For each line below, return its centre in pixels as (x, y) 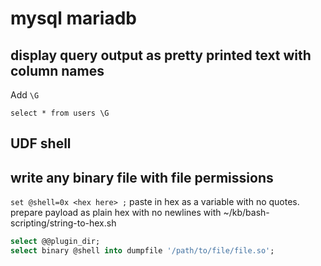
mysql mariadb (73, 18)
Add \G (25, 95)
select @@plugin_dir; (55, 242)
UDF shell (41, 143)
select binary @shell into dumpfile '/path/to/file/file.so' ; (142, 251)
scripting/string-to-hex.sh (63, 223)
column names (57, 70)
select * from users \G (60, 113)
